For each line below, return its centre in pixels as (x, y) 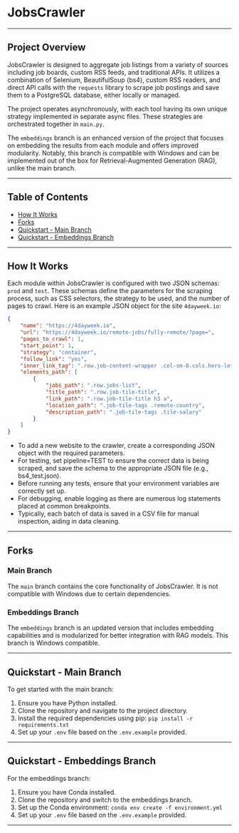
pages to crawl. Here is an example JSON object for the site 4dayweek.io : (115, 306)
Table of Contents (48, 197)
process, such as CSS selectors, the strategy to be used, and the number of (118, 298)
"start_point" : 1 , (47, 346)
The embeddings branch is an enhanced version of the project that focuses (116, 138)
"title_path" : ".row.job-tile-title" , (103, 392)
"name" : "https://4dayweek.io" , (68, 326)
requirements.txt (43, 725)
